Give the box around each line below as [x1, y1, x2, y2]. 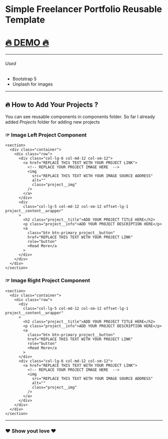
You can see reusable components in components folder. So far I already [5, 114, 155, 120]
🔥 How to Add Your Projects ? [5, 100, 98, 109]
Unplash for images [12, 81, 53, 87]
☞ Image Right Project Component [5, 277, 90, 284]
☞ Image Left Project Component [5, 132, 87, 139]
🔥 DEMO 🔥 [5, 37, 49, 49]
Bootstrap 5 [12, 76, 37, 82]
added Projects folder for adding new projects [5, 119, 100, 125]
